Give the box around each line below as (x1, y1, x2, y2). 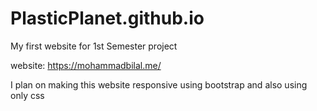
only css (10, 89, 45, 101)
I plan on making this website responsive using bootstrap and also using (10, 78, 308, 91)
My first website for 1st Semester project (10, 40, 178, 52)
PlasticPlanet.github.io (10, 7, 205, 30)
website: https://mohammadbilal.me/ (10, 59, 162, 71)
